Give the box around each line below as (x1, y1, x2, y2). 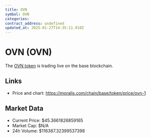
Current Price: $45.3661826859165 (12, 117, 84, 123)
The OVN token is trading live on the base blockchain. (5, 63, 113, 69)
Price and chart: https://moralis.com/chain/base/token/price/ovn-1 (12, 90, 146, 96)
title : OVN (5, 7, 27, 12)
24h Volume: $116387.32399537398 (12, 128, 85, 134)
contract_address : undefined (5, 21, 65, 26)
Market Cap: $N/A (12, 122, 49, 128)
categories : (5, 16, 29, 21)
